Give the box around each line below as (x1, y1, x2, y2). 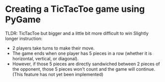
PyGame (5, 14, 41, 25)
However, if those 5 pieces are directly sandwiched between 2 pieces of (12, 61, 160, 67)
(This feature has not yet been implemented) (12, 71, 104, 77)
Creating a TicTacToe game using (5, 3, 145, 15)
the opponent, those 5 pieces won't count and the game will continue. (12, 66, 155, 72)
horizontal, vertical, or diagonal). (12, 55, 79, 61)
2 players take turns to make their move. (12, 45, 95, 51)
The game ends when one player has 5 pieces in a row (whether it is (12, 50, 152, 56)
